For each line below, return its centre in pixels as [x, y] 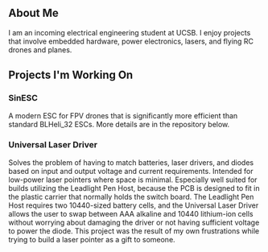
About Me [33, 13]
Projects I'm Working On [71, 75]
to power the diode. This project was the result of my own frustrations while [134, 231]
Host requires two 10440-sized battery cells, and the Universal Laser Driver [134, 205]
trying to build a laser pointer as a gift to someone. [92, 239]
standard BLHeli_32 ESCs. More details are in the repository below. [119, 124]
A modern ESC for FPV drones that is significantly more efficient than [123, 115]
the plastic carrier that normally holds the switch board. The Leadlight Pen [131, 196]
